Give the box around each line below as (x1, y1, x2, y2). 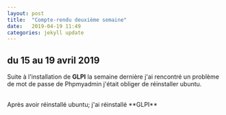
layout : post (7, 10, 45, 17)
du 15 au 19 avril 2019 (7, 54, 100, 66)
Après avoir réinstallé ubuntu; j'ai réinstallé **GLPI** (7, 101, 158, 109)
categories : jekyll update (7, 29, 84, 36)
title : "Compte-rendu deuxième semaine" (7, 16, 127, 23)
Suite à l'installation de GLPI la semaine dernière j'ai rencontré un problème (7, 73, 219, 81)
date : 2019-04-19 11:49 (7, 23, 81, 29)
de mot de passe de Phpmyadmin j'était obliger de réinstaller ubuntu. (7, 80, 202, 88)
